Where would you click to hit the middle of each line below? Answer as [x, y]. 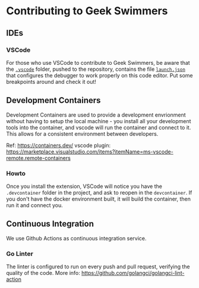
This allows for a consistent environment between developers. [82, 134]
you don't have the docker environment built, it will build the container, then [99, 199]
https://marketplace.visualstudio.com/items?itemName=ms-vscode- [90, 151]
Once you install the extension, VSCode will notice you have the [84, 186]
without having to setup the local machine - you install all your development [99, 121]
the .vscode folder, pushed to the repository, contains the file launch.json [96, 69]
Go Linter [20, 253]
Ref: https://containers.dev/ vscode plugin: [59, 145]
